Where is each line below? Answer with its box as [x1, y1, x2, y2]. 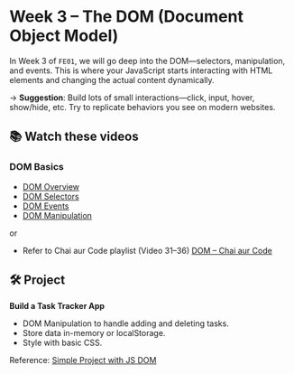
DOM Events [22, 201, 69, 211]
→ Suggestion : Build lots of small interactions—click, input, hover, [9, 92, 255, 103]
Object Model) [9, 25, 119, 46]
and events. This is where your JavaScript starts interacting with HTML [9, 65, 273, 76]
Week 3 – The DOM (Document [9, 6, 243, 27]
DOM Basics [9, 161, 65, 173]
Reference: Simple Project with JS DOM [9, 355, 157, 366]
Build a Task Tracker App [9, 301, 106, 312]
